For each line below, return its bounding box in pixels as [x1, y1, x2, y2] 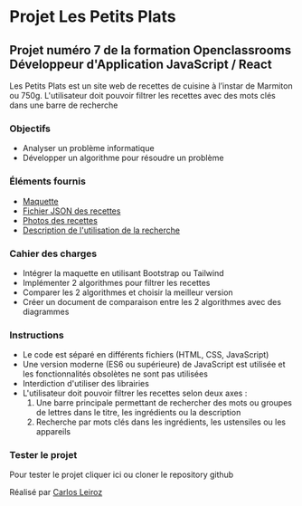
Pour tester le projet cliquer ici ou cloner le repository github [9, 469, 234, 481]
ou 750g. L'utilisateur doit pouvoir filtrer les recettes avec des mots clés [9, 91, 276, 100]
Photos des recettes [22, 215, 98, 225]
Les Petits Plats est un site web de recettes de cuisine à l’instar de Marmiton [9, 81, 293, 91]
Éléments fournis [9, 175, 86, 187]
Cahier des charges [9, 247, 98, 260]
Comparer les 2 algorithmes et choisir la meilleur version [22, 287, 233, 298]
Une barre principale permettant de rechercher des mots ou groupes [35, 397, 292, 408]
